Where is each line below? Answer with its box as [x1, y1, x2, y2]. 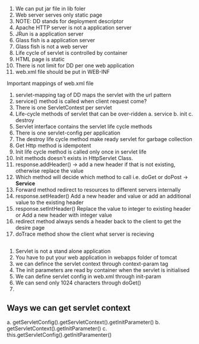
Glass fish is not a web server [15, 43, 89, 50]
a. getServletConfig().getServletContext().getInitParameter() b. [7, 318, 160, 326]
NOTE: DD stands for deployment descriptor [15, 18, 124, 24]
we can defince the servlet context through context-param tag [15, 260, 169, 267]
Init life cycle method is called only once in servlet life [15, 148, 147, 155]
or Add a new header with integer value [15, 211, 112, 218]
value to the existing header [15, 199, 84, 206]
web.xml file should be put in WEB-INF [15, 68, 110, 75]
